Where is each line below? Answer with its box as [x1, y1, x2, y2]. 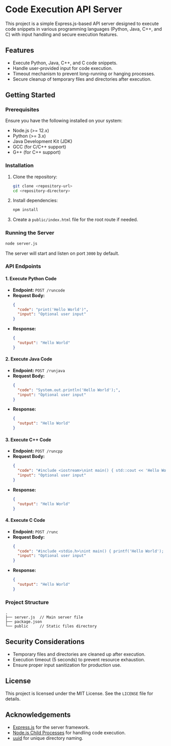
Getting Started [5, 91, 56, 100]
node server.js [5, 241, 38, 246]
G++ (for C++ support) [12, 149, 61, 155]
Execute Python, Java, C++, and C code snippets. [12, 60, 118, 66]
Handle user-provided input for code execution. [12, 65, 113, 71]
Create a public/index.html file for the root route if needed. [12, 216, 138, 223]
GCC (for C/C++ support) [12, 144, 66, 150]
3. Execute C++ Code [5, 437, 52, 443]
